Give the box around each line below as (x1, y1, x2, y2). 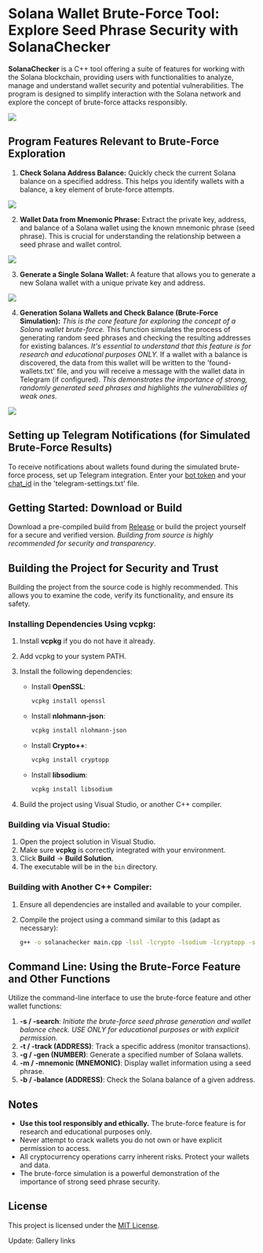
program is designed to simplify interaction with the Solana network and (8, 89, 241, 98)
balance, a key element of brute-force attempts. (19, 184, 175, 194)
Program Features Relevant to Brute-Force (8, 135, 220, 148)
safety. (8, 599, 31, 608)
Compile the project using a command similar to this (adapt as (19, 915, 221, 924)
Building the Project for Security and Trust (8, 561, 219, 575)
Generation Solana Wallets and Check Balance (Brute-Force (19, 308, 218, 317)
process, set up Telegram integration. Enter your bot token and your (27, 470, 247, 480)
